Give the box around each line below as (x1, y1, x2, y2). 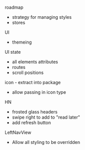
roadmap (5, 5, 24, 10)
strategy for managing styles (12, 14, 72, 20)
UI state (5, 49, 21, 55)
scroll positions (12, 69, 44, 76)
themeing (12, 39, 32, 45)
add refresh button (12, 120, 51, 126)
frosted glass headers (12, 109, 58, 115)
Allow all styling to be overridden (12, 139, 80, 145)
